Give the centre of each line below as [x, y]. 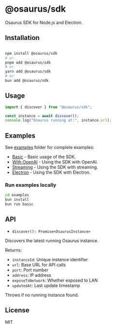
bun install [17, 200]
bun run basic [19, 204]
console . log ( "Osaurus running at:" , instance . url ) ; [58, 121]
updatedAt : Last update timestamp [46, 285]
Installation [22, 38]
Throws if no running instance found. [42, 295]
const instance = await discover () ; [42, 116]
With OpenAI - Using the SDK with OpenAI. [55, 162]
